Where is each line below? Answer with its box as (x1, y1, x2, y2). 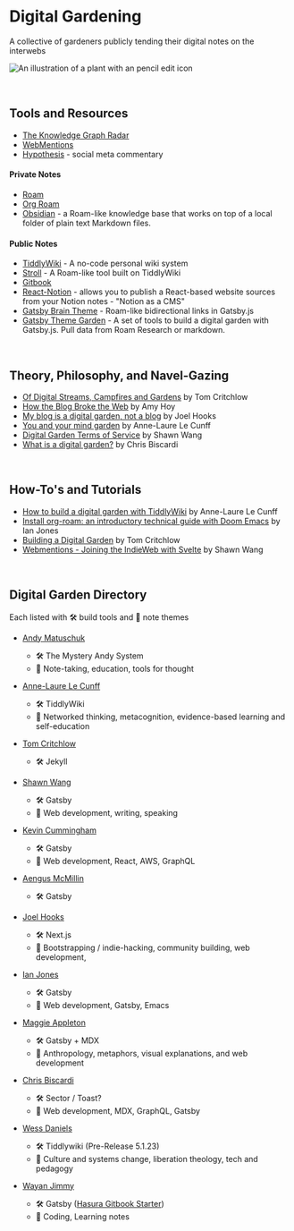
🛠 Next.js (35, 929, 71, 940)
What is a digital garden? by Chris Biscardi (21, 438, 179, 449)
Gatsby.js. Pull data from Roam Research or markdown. (21, 325, 226, 335)
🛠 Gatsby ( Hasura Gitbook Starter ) (35, 1198, 165, 1209)
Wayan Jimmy (21, 1180, 74, 1191)
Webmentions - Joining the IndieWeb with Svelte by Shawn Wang (21, 544, 264, 555)
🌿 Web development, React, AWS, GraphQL (35, 855, 196, 866)
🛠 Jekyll (35, 756, 68, 767)
